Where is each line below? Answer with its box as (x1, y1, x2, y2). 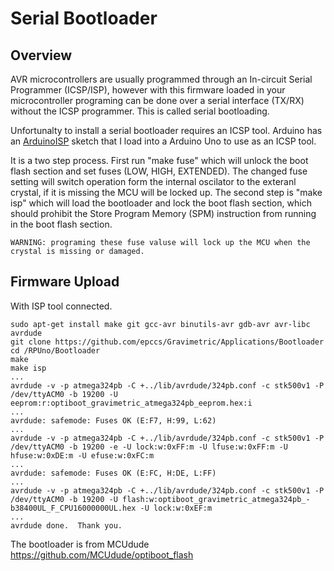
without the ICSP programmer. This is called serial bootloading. (10, 105, 270, 117)
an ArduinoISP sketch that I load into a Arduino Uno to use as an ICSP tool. (10, 135, 317, 147)
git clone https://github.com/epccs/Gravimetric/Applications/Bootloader (10, 337, 325, 347)
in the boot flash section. (10, 218, 113, 230)
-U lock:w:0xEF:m (139, 503, 213, 513)
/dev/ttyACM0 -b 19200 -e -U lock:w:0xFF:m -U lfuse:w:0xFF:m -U (10, 442, 288, 452)
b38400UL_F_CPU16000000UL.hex (10, 503, 137, 513)
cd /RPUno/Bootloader (10, 345, 101, 356)
